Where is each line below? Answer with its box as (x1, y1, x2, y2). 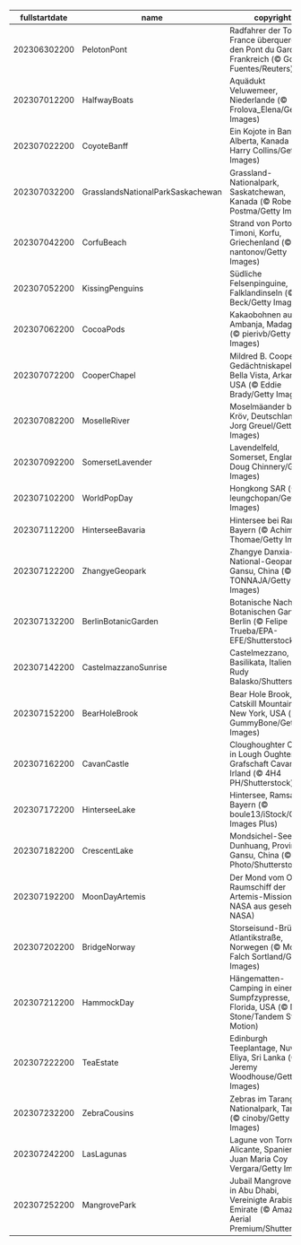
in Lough (229, 748, 262, 759)
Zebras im (229, 1093, 267, 1104)
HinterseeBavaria (82, 524, 146, 535)
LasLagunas (82, 1149, 127, 1160)
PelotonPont (82, 44, 127, 55)
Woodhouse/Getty (229, 1071, 297, 1082)
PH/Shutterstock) (229, 777, 294, 788)
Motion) (229, 1021, 259, 1032)
